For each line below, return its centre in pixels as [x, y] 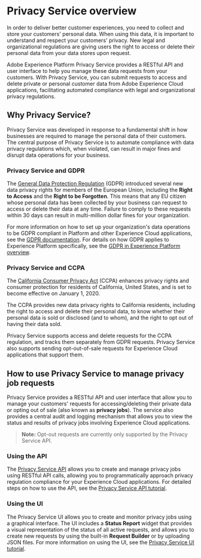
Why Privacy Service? [49, 115]
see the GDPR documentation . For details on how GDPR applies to [88, 240]
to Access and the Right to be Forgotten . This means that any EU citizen [96, 196]
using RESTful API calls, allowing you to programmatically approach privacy [100, 475]
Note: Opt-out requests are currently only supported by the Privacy [104, 434]
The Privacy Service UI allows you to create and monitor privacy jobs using [99, 517]
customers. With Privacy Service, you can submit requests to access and [97, 77]
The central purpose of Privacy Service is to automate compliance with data [100, 142]
